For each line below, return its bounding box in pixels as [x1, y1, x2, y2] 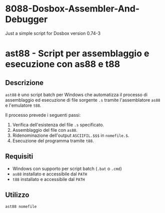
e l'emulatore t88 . [5, 102, 41, 108]
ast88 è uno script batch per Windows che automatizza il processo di [5, 91, 147, 98]
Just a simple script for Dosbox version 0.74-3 [5, 30, 101, 36]
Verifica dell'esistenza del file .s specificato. [12, 121, 104, 128]
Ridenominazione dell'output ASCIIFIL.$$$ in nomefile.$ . [12, 132, 129, 138]
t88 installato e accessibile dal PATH [12, 176, 85, 182]
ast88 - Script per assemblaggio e [5, 48, 149, 59]
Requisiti [5, 152, 33, 161]
